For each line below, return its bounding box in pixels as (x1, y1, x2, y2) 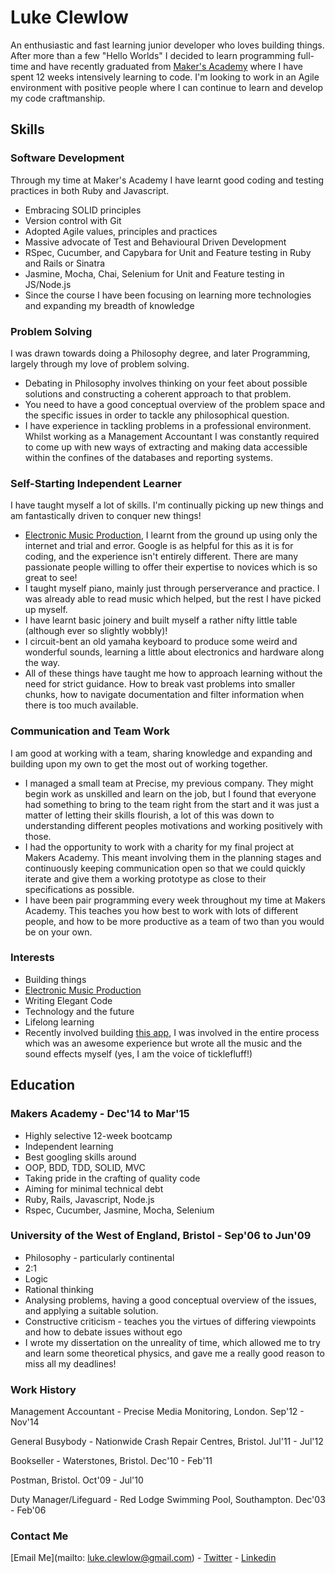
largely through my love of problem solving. (10, 357, 190, 370)
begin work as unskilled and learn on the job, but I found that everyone (24, 787, 317, 800)
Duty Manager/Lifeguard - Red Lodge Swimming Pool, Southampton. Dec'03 (10, 1494, 326, 1506)
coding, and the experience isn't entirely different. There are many (24, 551, 298, 563)
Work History (10, 1382, 77, 1396)
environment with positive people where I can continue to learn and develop (10, 81, 324, 93)
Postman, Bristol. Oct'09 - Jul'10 (10, 1474, 144, 1486)
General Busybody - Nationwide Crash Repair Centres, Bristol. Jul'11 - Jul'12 (10, 1436, 324, 1448)
